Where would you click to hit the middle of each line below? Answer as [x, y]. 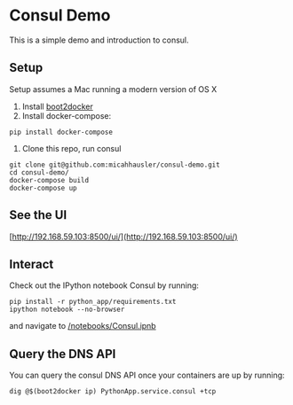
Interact [32, 264]
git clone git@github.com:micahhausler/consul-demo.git [115, 165]
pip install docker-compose [61, 132]
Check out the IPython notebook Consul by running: [104, 285]
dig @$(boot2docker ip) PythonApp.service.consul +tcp [113, 392]
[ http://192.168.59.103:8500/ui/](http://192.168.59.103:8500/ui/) [123, 237]
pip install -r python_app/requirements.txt [93, 302]
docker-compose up [43, 188]
